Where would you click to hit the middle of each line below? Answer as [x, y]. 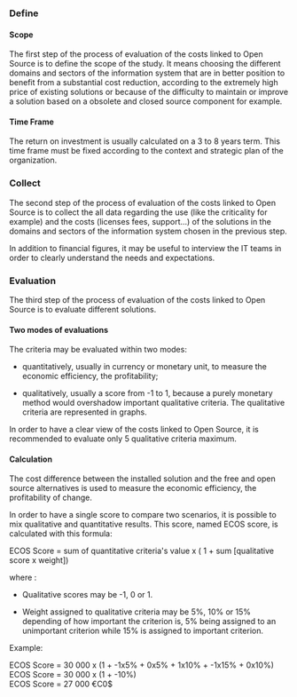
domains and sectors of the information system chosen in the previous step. [148, 231]
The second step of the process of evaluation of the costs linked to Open [143, 202]
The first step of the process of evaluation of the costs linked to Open [136, 54]
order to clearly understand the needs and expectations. [112, 257]
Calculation [31, 459]
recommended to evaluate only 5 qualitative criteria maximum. [123, 439]
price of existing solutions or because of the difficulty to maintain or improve [149, 92]
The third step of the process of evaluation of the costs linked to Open [137, 299]
